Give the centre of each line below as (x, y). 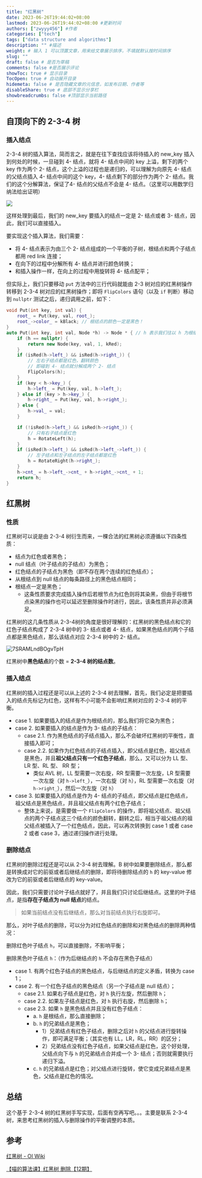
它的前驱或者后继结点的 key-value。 (61, 879)
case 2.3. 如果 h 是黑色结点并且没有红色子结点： (84, 1008)
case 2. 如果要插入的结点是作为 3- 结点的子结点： (76, 728)
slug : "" (17, 56)
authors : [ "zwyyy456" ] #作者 (42, 29)
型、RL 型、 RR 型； (57, 765)
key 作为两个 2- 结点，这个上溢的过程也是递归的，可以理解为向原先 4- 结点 (99, 169)
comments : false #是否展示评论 (43, 68)
